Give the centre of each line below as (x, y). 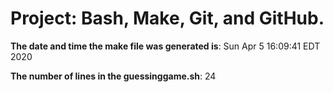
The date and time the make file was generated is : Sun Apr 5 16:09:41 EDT (165, 46)
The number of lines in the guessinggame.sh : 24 (113, 76)
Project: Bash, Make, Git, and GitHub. (167, 18)
